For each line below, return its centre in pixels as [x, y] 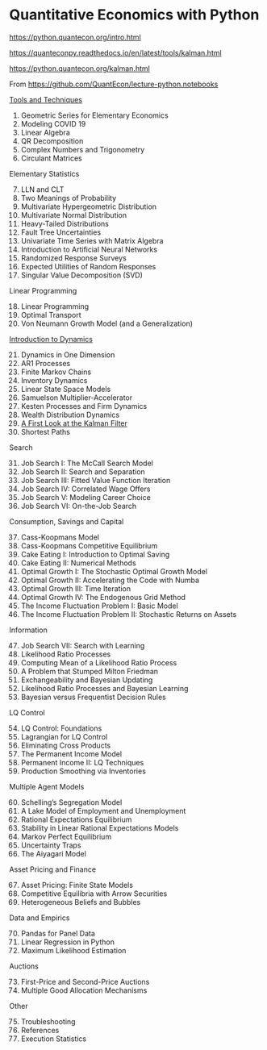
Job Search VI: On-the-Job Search [79, 506]
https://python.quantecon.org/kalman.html [79, 68]
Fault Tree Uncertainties [61, 232]
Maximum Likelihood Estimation [73, 950]
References [40, 1030]
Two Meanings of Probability [69, 198]
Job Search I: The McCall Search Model [87, 463]
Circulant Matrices [52, 158]
